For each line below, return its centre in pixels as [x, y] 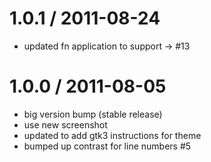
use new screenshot [65, 124]
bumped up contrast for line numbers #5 [107, 146]
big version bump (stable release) [93, 114]
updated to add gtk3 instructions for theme [112, 135]
